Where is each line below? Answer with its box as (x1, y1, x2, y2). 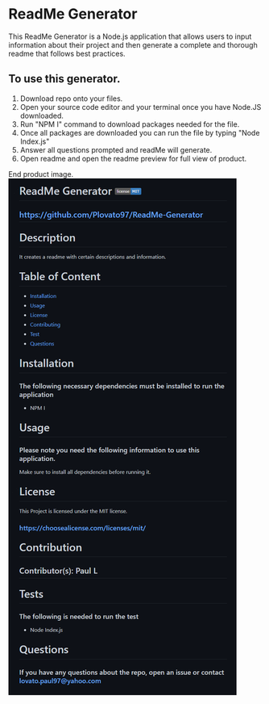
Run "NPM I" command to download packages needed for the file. (19, 119, 240, 129)
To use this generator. (8, 72, 121, 86)
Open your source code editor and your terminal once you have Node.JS (19, 102, 262, 111)
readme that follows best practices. (8, 48, 126, 58)
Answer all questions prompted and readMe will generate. (19, 145, 213, 154)
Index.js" (19, 136, 50, 146)
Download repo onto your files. (19, 94, 123, 103)
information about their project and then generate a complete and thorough (8, 40, 258, 49)
